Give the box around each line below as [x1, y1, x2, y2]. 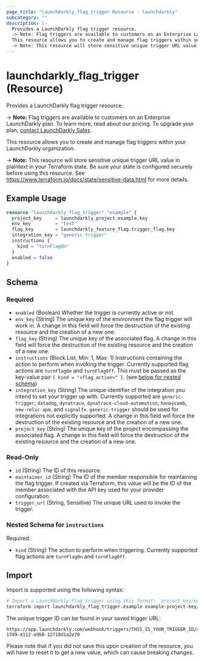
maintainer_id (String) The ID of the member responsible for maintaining [15, 473, 197, 481]
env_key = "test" [12, 221, 78, 227]
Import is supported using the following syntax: [6, 586, 124, 593]
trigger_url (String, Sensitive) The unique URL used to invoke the [15, 499, 181, 507]
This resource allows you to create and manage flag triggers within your [6, 138, 186, 146]
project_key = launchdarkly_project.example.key [12, 215, 148, 221]
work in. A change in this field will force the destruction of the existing [15, 322, 190, 329]
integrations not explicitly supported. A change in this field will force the [15, 412, 195, 419]
